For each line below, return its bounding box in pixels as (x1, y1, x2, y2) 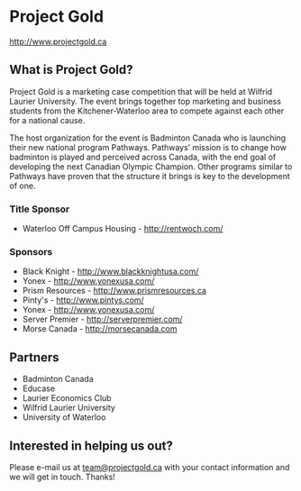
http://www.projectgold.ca (9, 36, 107, 47)
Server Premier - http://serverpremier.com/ (22, 314, 183, 325)
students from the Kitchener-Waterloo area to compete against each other (9, 105, 285, 116)
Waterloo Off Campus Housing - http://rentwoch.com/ (22, 223, 223, 234)
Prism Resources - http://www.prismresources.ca (22, 286, 207, 296)
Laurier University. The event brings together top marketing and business (9, 95, 282, 106)
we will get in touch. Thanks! (9, 471, 115, 482)
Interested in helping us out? (9, 438, 173, 453)
